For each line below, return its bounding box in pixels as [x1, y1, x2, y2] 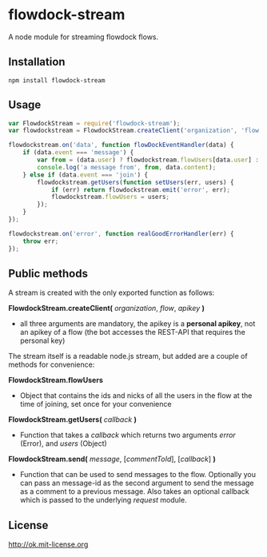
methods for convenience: [8, 360, 95, 369]
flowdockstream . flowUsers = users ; [50, 193, 170, 201]
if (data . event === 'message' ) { [22, 149, 134, 157]
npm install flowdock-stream [8, 76, 106, 85]
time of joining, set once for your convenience [19, 400, 172, 409]
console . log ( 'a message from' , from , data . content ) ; [37, 163, 217, 171]
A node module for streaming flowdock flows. [8, 32, 159, 42]
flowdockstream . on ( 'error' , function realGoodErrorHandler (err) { [8, 229, 234, 237]
